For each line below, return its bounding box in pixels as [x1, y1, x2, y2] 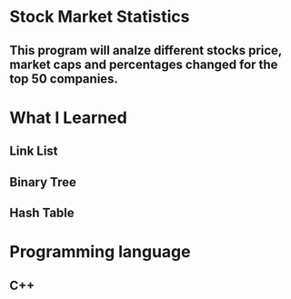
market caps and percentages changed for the [9, 56, 278, 72]
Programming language [9, 242, 191, 263]
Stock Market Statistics [9, 6, 190, 27]
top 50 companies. [9, 71, 118, 86]
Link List [9, 144, 58, 159]
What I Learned [9, 107, 127, 128]
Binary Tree [9, 174, 77, 190]
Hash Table [9, 204, 75, 220]
